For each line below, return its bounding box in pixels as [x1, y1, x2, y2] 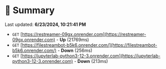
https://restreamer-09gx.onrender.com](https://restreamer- [22, 31, 147, 37]
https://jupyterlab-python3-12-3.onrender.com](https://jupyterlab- [22, 53, 161, 59]
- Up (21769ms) [56, 37, 89, 43]
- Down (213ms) [74, 58, 108, 64]
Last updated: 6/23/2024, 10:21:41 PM [5, 21, 86, 27]
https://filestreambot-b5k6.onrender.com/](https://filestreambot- [22, 42, 157, 48]
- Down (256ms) [57, 47, 92, 53]
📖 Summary [5, 5, 55, 16]
